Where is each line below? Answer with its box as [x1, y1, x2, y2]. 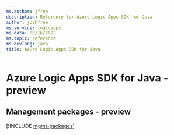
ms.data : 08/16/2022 [6, 30, 57, 36]
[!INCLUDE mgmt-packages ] [6, 122, 75, 129]
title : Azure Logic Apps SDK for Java [6, 47, 100, 52]
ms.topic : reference [6, 35, 57, 41]
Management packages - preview [6, 107, 131, 117]
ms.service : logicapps [6, 24, 61, 31]
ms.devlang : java [6, 41, 48, 47]
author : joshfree [6, 19, 48, 25]
